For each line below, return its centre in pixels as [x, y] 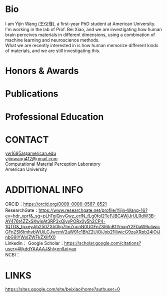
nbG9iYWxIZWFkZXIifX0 [30, 237]
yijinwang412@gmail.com [31, 159]
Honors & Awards [42, 71]
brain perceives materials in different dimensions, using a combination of [80, 35]
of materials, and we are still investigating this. [53, 51]
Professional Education [54, 117]
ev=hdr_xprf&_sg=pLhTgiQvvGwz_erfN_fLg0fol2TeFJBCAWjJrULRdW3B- [80, 216]
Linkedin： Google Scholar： [35, 243]
